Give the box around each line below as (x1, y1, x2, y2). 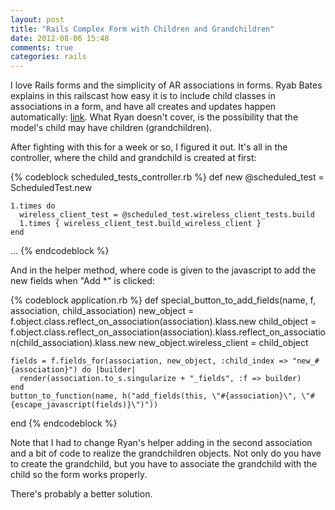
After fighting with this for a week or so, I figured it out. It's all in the (10, 141, 288, 153)
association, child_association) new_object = (10, 305, 195, 317)
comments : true (10, 42, 74, 53)
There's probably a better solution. (10, 488, 153, 500)
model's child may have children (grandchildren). (10, 122, 213, 134)
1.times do (10, 201, 56, 211)
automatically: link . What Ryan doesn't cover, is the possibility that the (10, 111, 299, 123)
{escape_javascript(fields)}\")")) (10, 400, 159, 410)
